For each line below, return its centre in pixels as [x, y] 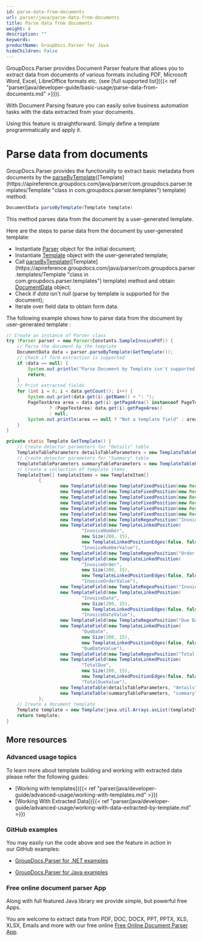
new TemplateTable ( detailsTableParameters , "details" [129, 688]
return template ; [39, 716]
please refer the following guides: [48, 777]
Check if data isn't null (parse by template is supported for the [92, 293]
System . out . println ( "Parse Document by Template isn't [98, 369]
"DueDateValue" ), [103, 648]
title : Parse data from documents [50, 23]
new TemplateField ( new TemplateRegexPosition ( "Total [127, 654]
